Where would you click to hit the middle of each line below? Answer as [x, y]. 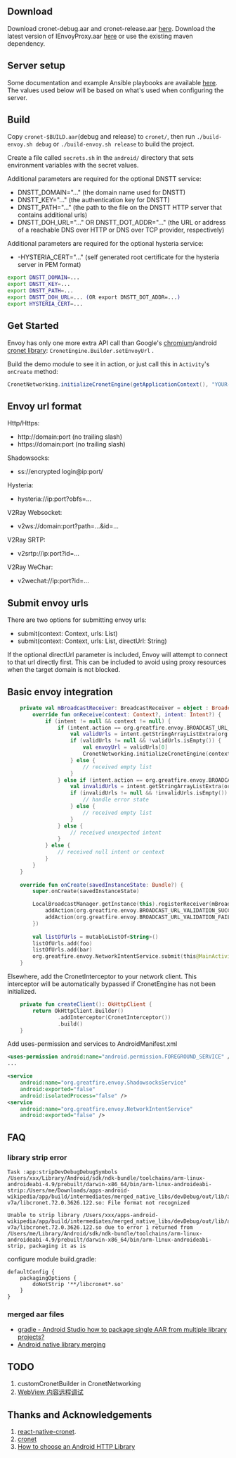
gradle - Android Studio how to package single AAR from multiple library [122, 1330]
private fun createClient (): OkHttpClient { [86, 1004]
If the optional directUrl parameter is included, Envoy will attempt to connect [118, 655]
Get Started [33, 326]
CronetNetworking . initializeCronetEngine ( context [157, 754]
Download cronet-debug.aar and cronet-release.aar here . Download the [111, 28]
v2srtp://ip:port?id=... [48, 554]
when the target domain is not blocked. [64, 670]
